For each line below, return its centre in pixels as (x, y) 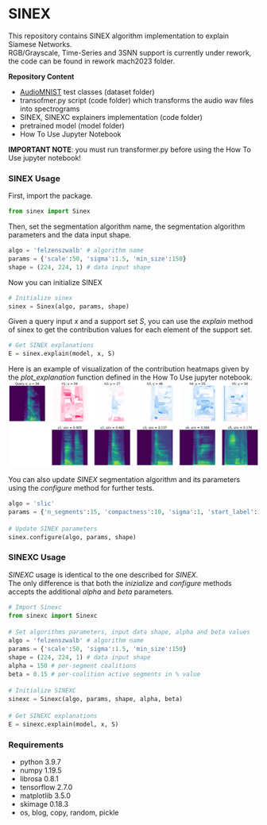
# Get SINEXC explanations (53, 716)
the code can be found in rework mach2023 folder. (91, 61)
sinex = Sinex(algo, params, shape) (69, 306)
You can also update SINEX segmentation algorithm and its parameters (124, 480)
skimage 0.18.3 (44, 804)
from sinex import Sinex (49, 211)
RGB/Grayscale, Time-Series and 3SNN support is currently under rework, (130, 52)
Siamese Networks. (40, 44)
